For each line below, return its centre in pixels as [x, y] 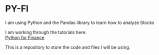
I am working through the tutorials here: [46, 32]
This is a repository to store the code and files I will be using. [68, 47]
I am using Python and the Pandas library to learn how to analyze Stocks [80, 22]
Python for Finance [25, 37]
